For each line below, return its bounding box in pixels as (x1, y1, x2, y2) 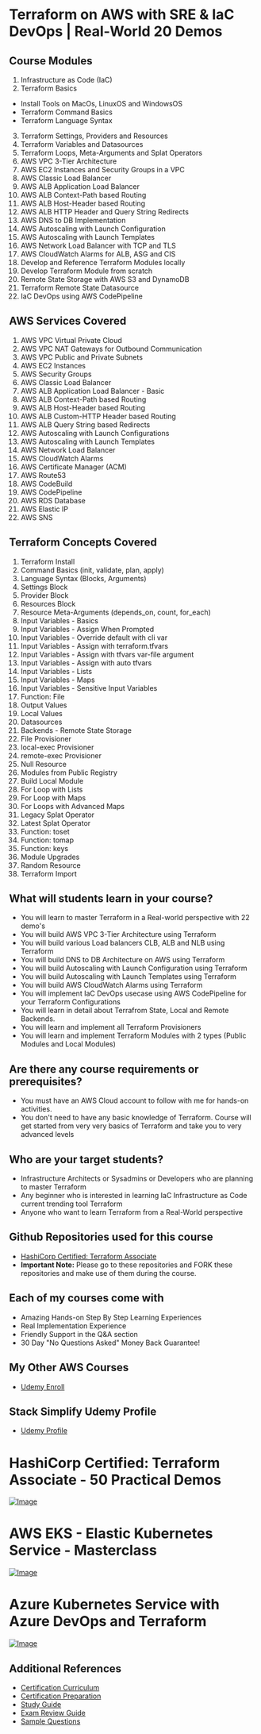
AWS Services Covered (9, 314, 127, 328)
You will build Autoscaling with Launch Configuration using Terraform (20, 963, 248, 973)
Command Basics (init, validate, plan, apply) (20, 565, 165, 575)
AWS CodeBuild (20, 479, 73, 488)
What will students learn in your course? (9, 892, 213, 906)
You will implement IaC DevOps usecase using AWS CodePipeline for (20, 988, 247, 998)
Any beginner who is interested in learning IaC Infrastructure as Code (20, 1191, 248, 1200)
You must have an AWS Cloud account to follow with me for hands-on (20, 1096, 249, 1105)
